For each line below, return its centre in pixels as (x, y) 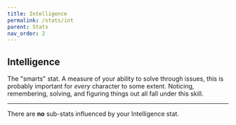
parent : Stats (28, 27)
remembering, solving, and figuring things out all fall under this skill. (105, 94)
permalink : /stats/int (40, 20)
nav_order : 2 (26, 33)
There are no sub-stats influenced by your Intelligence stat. (93, 114)
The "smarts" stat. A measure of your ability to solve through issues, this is (116, 79)
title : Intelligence (38, 14)
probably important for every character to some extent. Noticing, (101, 86)
